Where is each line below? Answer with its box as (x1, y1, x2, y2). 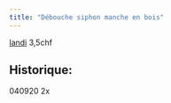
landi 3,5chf (9, 37, 53, 48)
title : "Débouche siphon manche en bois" (9, 12, 165, 22)
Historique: (9, 63, 73, 77)
